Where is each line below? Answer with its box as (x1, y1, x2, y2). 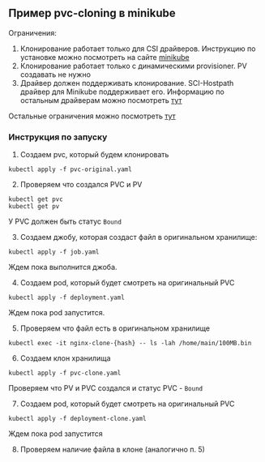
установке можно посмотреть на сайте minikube (19, 52, 190, 62)
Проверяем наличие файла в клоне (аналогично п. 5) (19, 445, 205, 455)
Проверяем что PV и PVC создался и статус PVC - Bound (8, 383, 203, 393)
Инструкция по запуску (8, 131, 108, 143)
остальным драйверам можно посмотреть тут (19, 95, 182, 105)
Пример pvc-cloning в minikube (8, 6, 176, 20)
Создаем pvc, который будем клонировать (19, 150, 169, 160)
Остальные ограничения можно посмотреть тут (8, 111, 176, 121)
